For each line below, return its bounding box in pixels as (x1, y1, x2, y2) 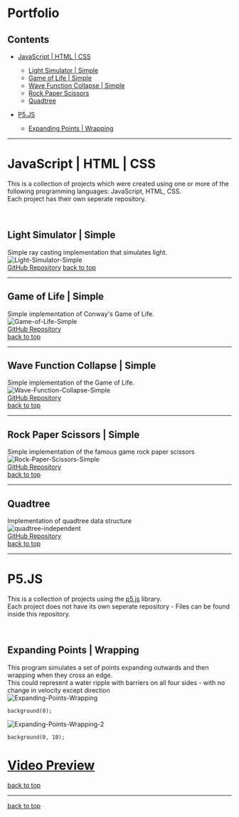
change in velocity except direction (7, 686, 110, 694)
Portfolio (7, 5, 60, 21)
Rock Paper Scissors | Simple (7, 428, 140, 440)
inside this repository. (7, 609, 71, 618)
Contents (7, 34, 50, 46)
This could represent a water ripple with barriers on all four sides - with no (7, 678, 225, 686)
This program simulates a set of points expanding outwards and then (7, 663, 209, 671)
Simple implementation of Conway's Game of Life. (7, 309, 154, 318)
